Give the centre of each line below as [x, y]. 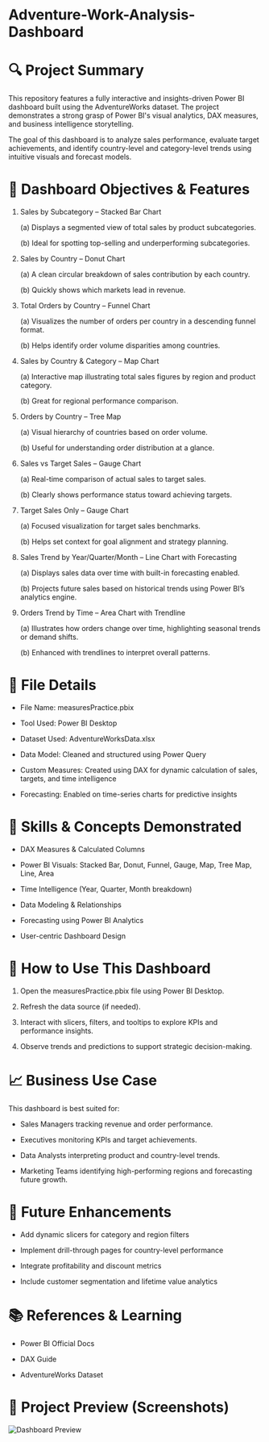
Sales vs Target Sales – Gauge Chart [81, 464]
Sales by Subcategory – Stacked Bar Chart [91, 212]
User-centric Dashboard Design [73, 936]
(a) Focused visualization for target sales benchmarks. [110, 526]
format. [32, 330]
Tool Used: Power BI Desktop [68, 723]
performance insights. [57, 1030]
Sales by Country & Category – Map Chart [89, 362]
